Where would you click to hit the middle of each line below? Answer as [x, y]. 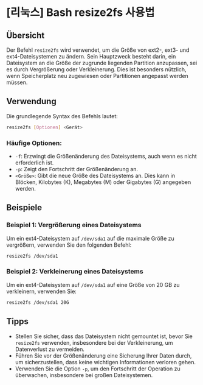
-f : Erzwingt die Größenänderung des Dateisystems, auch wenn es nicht [106, 156]
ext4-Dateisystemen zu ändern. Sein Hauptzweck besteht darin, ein [91, 56]
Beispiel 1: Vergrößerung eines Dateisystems [74, 225]
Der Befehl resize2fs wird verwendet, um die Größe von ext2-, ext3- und [98, 50]
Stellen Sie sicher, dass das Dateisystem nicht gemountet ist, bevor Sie [104, 336]
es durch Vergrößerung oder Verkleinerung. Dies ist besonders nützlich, [96, 69]
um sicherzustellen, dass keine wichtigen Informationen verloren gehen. [105, 362]
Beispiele [24, 208]
